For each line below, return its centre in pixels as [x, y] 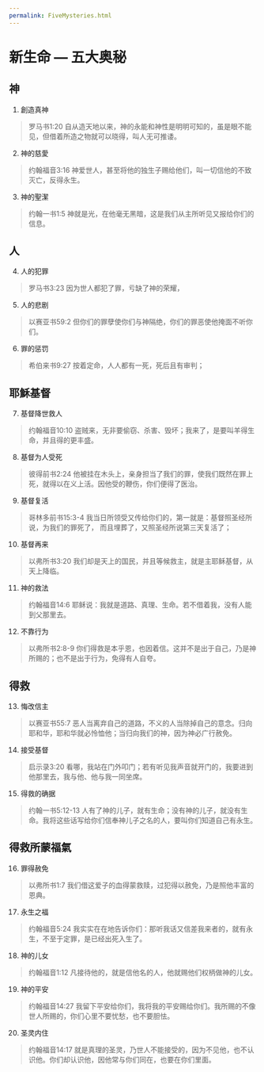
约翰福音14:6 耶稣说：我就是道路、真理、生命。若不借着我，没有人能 [140, 605]
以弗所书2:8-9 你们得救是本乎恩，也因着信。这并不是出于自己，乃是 [139, 649]
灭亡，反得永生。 [56, 180]
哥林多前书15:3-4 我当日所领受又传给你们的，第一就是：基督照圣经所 [140, 518]
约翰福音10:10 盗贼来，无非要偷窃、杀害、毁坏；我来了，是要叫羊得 [138, 431]
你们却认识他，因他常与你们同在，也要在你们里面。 [132, 1059]
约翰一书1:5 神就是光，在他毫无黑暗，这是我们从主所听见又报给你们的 [141, 213]
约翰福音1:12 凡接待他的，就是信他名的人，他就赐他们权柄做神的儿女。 [143, 972]
